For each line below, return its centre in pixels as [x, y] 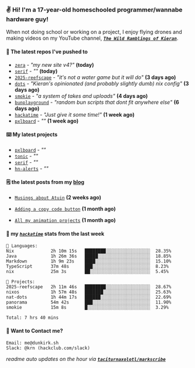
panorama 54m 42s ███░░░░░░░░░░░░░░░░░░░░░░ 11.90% [89, 302]
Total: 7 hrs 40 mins [32, 318]
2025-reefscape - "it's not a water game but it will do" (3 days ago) [95, 77]
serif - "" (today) [36, 71]
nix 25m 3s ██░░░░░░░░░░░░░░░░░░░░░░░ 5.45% [87, 272]
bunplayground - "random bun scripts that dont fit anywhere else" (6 [97, 102]
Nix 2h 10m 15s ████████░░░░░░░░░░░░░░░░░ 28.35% [89, 251]
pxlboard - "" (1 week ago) [47, 121]
